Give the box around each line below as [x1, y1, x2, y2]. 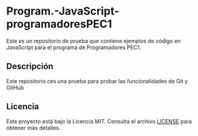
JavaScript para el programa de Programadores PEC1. [6, 44, 142, 51]
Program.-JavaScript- [6, 4, 120, 18]
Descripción [6, 61, 53, 72]
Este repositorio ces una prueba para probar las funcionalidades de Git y [6, 77, 188, 84]
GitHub [6, 84, 24, 91]
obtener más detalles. [6, 124, 61, 131]
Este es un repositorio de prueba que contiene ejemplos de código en [6, 37, 181, 44]
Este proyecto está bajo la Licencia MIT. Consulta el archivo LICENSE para [6, 117, 193, 125]
